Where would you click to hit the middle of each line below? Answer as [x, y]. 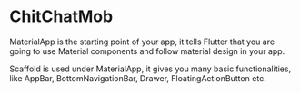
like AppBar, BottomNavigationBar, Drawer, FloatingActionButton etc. [138, 78]
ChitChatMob [61, 17]
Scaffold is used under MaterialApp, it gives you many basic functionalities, [150, 69]
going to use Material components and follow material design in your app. [147, 51]
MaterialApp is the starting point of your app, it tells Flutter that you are [142, 42]
